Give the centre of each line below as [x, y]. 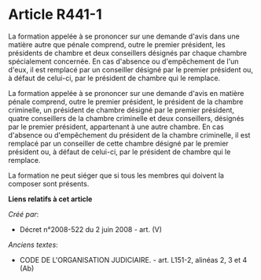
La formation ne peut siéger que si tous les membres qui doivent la [116, 175]
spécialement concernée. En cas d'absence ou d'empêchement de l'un [123, 61]
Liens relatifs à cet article [50, 199]
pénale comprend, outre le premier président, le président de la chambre [126, 101]
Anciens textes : [33, 245]
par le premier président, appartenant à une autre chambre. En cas [116, 127]
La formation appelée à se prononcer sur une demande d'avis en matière [126, 93]
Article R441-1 [55, 15]
